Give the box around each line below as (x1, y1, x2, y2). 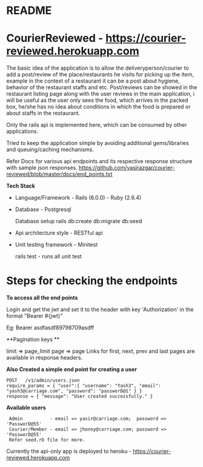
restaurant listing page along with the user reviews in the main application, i (6, 90, 195, 98)
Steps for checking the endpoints (6, 274, 178, 288)
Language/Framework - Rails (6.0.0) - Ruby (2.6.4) (15, 194, 142, 201)
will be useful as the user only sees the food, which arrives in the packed (6, 96, 188, 104)
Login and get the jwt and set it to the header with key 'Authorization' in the (6, 306, 194, 313)
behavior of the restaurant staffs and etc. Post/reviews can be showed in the (6, 84, 198, 91)
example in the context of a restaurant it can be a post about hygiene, (6, 77, 180, 85)
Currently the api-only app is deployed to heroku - (6, 448, 132, 455)
